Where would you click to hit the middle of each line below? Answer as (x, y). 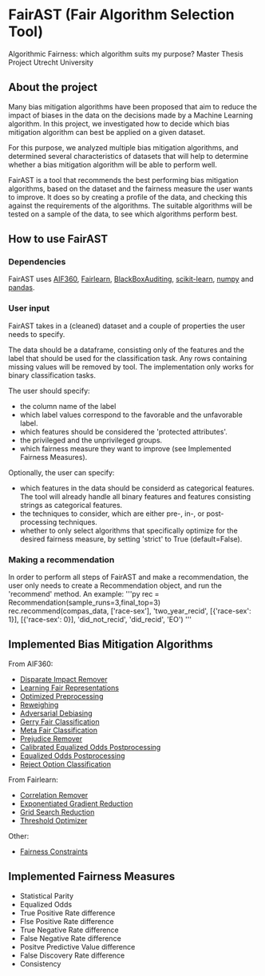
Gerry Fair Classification (59, 721)
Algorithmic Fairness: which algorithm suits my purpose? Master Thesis (126, 54)
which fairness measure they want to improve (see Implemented (125, 448)
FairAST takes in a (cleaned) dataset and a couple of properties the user (127, 326)
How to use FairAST (58, 239)
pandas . (22, 288)
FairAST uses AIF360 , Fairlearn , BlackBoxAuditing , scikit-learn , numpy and (131, 279)
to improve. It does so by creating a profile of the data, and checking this (128, 196)
